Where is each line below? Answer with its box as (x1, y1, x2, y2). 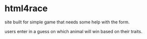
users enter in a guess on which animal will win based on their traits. (4, 28, 143, 34)
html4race (4, 3, 48, 14)
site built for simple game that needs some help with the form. (4, 19, 130, 25)
